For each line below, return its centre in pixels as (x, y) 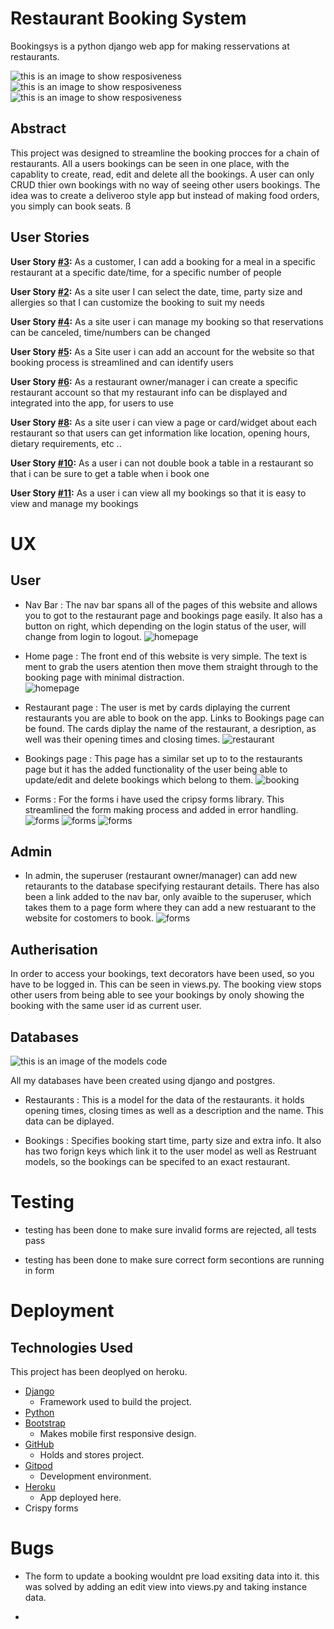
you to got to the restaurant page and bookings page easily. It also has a (173, 615)
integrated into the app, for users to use (92, 403)
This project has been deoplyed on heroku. (99, 1371)
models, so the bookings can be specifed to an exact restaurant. (157, 1161)
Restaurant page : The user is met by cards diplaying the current (157, 707)
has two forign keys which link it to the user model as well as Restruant (170, 1151)
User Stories (50, 237)
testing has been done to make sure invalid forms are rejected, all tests (170, 1229)
